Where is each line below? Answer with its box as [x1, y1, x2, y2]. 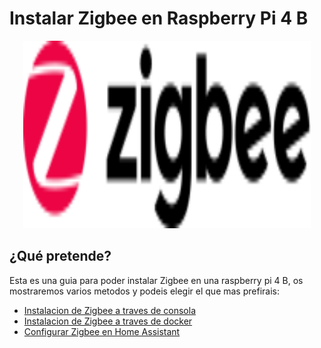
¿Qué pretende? [9, 248, 112, 265]
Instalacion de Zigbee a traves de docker [23, 315, 193, 327]
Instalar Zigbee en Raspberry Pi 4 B [9, 7, 309, 30]
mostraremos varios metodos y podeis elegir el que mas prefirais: [9, 285, 280, 297]
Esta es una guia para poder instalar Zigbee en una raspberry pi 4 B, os [9, 274, 304, 286]
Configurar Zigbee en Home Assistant [23, 325, 181, 337]
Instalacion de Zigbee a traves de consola [23, 304, 197, 316]
